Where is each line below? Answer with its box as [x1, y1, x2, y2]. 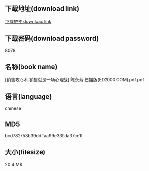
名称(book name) [5, 63, 58, 71]
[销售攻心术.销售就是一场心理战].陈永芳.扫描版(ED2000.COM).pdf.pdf [5, 77, 144, 83]
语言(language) [5, 92, 52, 101]
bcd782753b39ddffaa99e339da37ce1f [5, 133, 83, 139]
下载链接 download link [5, 19, 52, 24]
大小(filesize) [5, 148, 45, 156]
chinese [5, 106, 21, 111]
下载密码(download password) [5, 34, 99, 43]
